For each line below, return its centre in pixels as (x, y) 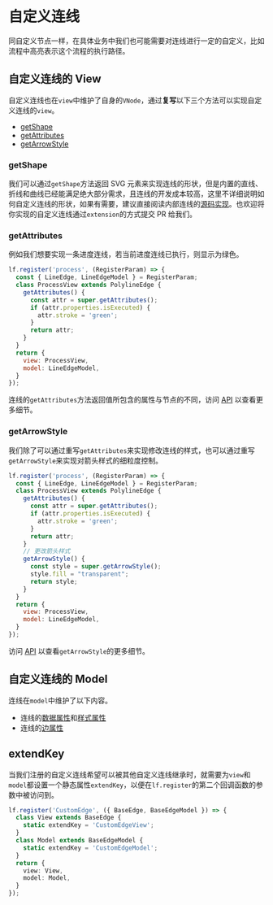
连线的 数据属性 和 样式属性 (63, 717)
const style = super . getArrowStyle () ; (95, 567)
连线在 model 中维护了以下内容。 (60, 700)
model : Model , (47, 878)
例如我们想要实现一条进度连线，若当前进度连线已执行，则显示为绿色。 (126, 255)
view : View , (43, 871)
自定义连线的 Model (58, 679)
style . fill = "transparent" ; (79, 574)
